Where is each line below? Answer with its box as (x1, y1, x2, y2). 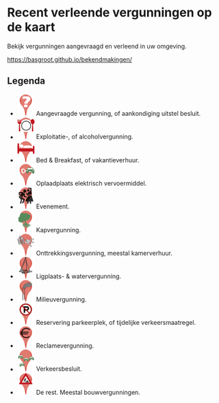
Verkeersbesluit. (36, 365, 82, 373)
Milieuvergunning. (36, 295, 87, 303)
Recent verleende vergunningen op (7, 5, 212, 21)
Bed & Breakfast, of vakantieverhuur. (36, 156, 140, 164)
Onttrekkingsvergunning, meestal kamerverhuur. (36, 249, 173, 257)
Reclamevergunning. (36, 341, 94, 350)
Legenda (7, 75, 46, 87)
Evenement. (36, 202, 70, 210)
